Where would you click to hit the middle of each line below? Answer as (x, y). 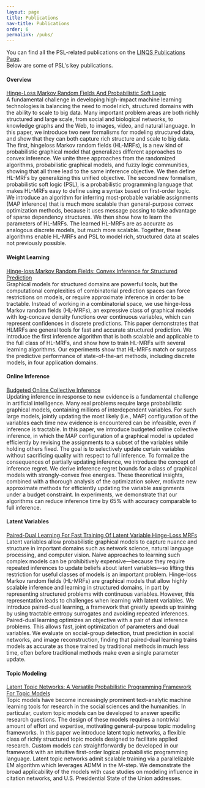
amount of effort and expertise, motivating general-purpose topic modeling (101, 726)
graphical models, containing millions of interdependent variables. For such (101, 410)
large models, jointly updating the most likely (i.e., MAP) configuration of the (102, 416)
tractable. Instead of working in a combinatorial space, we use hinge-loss (99, 303)
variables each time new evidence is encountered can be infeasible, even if (101, 423)
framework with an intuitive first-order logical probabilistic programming (97, 752)
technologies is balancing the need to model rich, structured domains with (100, 106)
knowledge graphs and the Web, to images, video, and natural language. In (101, 126)
